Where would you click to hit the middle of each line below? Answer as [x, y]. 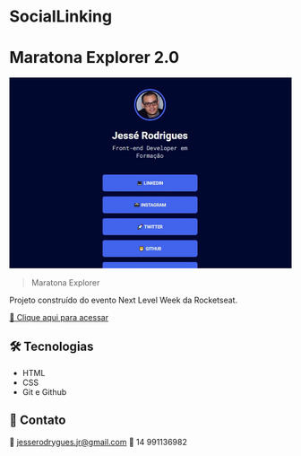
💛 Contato [38, 421]
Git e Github [44, 391]
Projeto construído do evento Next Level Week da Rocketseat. [124, 300]
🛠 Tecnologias [52, 347]
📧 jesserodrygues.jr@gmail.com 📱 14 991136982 [99, 442]
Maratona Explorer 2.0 [95, 58]
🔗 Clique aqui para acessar [59, 317]
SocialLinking [61, 17]
